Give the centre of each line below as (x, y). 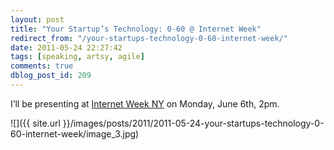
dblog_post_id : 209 (51, 76)
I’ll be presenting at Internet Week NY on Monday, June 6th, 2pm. (145, 103)
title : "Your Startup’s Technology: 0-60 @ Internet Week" (136, 29)
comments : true (42, 66)
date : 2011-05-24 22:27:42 (66, 47)
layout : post (37, 19)
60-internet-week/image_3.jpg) (75, 133)
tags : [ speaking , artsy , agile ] (77, 57)
